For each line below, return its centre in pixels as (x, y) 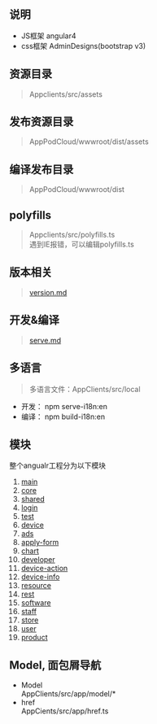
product (34, 638)
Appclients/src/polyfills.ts (72, 235)
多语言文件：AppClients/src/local (85, 389)
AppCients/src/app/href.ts (65, 711)
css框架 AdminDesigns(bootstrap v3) (83, 46)
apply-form (40, 543)
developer (38, 560)
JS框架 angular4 (48, 36)
